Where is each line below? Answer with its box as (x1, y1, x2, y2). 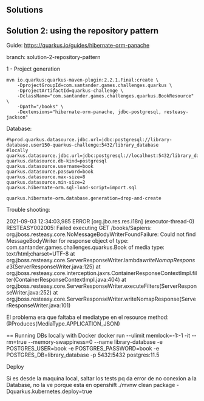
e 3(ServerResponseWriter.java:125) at (6, 263, 101, 270)
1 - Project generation (6, 65, 61, 72)
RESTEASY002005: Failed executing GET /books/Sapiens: (6, 225, 152, 232)
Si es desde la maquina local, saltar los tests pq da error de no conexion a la (6, 375, 197, 382)
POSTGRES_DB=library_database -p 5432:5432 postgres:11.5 (6, 351, 160, 358)
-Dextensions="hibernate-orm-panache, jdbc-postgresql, (17, 109, 162, 115)
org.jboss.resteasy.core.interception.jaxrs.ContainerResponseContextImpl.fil (6, 270, 197, 277)
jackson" (6, 114, 29, 120)
